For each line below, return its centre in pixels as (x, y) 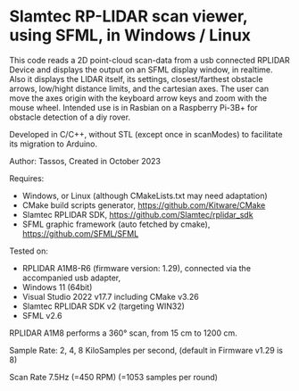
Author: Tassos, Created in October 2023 (85, 161)
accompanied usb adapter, (71, 278)
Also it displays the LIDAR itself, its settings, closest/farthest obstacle (136, 79)
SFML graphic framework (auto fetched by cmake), (116, 224)
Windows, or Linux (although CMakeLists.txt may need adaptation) (145, 195)
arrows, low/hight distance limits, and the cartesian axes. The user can (139, 88)
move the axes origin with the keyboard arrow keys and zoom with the (138, 98)
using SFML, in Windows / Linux (130, 35)
